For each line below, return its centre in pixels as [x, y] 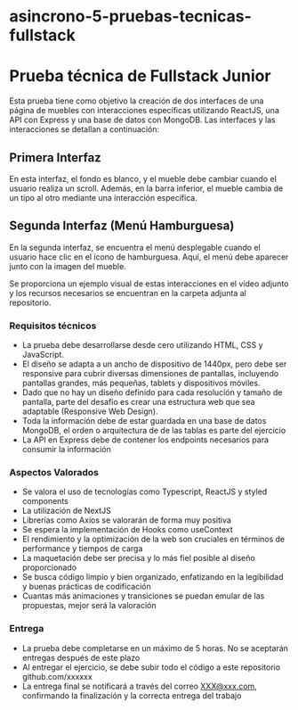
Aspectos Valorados [54, 472]
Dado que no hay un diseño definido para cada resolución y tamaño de [152, 392]
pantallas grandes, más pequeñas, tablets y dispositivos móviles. [141, 383]
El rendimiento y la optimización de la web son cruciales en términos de [153, 539]
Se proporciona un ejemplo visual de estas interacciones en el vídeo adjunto [149, 284]
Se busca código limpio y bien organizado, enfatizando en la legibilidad [153, 577]
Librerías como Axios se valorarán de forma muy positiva [126, 520]
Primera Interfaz [56, 157]
